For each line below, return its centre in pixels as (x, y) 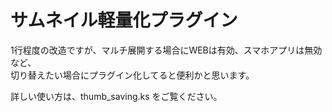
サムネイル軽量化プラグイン (124, 20)
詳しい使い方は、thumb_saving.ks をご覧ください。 (114, 96)
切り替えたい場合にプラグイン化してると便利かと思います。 (132, 75)
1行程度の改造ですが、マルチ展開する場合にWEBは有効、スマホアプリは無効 (166, 50)
